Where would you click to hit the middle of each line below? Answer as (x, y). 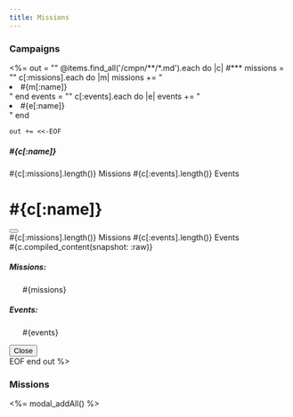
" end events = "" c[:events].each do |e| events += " (105, 96)
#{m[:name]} (44, 86)
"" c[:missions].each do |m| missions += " (86, 77)
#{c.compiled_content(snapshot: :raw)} (81, 246)
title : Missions (39, 17)
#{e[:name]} (43, 105)
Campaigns (35, 48)
